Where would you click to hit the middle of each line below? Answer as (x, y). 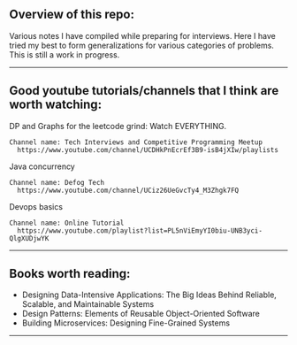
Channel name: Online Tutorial (67, 223)
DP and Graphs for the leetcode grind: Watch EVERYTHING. (118, 126)
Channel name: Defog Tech (57, 182)
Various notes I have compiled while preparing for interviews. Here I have (142, 35)
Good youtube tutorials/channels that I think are (144, 91)
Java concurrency (42, 166)
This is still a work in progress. (65, 54)
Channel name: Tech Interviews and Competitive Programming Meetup (136, 142)
